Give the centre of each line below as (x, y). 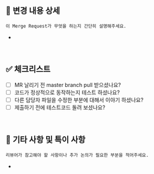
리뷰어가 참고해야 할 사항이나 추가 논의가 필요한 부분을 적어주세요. (77, 155)
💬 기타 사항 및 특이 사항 (46, 140)
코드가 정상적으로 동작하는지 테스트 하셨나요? (67, 92)
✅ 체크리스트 (28, 69)
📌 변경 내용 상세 (33, 11)
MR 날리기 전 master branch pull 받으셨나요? (67, 85)
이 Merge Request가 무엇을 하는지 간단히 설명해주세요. (66, 26)
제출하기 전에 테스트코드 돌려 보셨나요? (60, 107)
